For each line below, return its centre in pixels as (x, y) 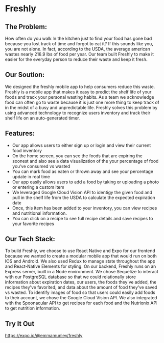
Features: (20, 133)
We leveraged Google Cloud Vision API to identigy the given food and (82, 192)
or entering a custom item (38, 187)
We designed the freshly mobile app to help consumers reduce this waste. (80, 86)
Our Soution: (25, 75)
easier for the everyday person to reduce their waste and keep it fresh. (76, 59)
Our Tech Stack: (30, 239)
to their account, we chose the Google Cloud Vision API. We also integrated (81, 298)
